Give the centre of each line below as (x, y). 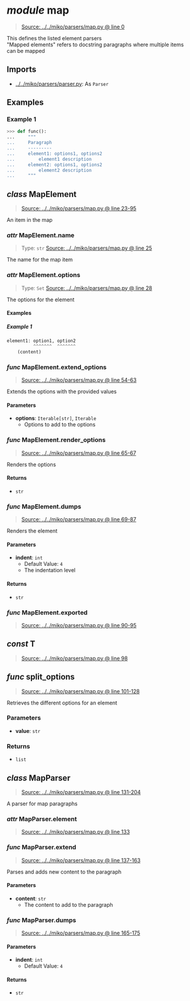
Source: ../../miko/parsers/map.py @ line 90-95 (79, 625)
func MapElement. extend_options (57, 367)
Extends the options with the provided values (62, 391)
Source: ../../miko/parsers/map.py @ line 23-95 (79, 209)
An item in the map (30, 220)
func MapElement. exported (47, 613)
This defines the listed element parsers (54, 38)
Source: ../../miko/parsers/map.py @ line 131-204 (81, 792)
